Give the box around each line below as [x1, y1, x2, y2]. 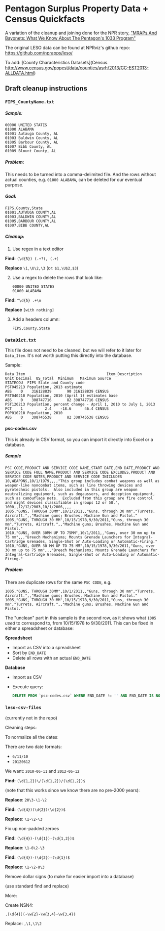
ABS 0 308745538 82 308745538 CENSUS [5, 415, 109, 420]
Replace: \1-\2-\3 [5, 816, 43, 822]
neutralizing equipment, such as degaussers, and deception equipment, [5, 491, 155, 496]
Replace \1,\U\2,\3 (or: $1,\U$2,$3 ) [5, 265, 79, 271]
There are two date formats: [5, 744, 62, 750]
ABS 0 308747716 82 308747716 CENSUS [5, 398, 109, 403]
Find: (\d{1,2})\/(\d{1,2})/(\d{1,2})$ [5, 777, 86, 784]
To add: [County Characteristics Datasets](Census [5, 59, 107, 65]
